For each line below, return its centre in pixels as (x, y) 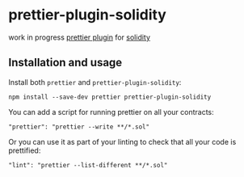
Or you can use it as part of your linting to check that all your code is (122, 141)
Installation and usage (65, 63)
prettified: (25, 150)
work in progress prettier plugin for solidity (80, 37)
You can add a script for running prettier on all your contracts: (111, 112)
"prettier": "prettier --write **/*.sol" (79, 127)
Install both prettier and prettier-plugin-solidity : (95, 82)
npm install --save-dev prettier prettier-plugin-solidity (110, 97)
